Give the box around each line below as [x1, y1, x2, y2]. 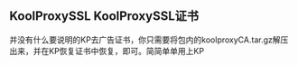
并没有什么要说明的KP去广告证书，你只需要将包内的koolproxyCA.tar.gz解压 [9, 34, 289, 45]
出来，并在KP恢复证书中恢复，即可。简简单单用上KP [9, 45, 205, 56]
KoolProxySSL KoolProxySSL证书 [9, 8, 200, 24]
